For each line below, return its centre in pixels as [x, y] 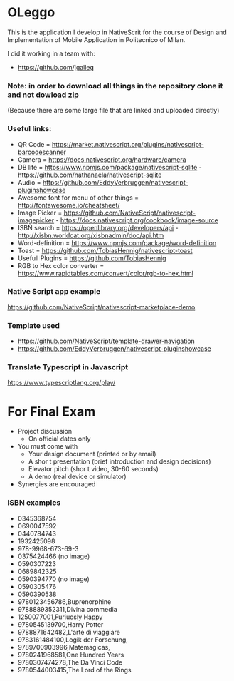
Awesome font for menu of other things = [78, 198]
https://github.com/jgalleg [56, 67]
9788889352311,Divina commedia [67, 609]
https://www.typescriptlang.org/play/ [62, 383]
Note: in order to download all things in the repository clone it [115, 86]
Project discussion [45, 431]
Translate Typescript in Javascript [68, 367]
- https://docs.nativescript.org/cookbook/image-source [137, 220]
